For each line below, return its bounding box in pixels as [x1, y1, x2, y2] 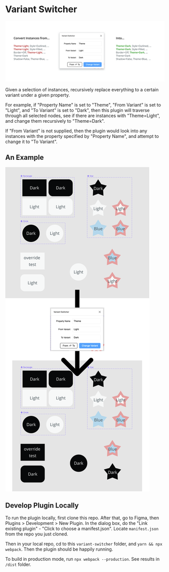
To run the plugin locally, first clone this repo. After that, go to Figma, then [5, 515, 159, 521]
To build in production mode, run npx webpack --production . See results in [5, 556, 160, 562]
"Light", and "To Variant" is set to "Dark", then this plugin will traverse [5, 107, 150, 113]
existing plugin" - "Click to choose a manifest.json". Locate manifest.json [5, 525, 159, 531]
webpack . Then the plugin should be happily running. [5, 546, 113, 552]
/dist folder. [5, 561, 31, 567]
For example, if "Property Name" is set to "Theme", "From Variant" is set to [5, 101, 161, 108]
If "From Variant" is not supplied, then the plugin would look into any [5, 128, 148, 134]
